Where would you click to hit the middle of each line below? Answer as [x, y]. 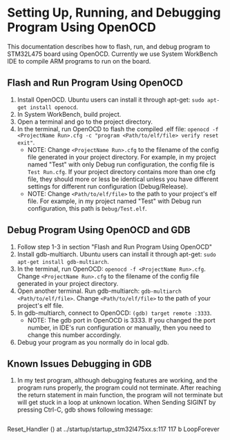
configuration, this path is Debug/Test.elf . [87, 208]
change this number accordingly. [74, 335]
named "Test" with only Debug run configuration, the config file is [121, 164]
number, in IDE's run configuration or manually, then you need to [119, 327]
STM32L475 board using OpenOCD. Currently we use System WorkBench [113, 54]
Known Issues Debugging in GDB [79, 364]
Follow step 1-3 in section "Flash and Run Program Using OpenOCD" [115, 247]
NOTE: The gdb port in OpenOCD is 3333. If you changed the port [121, 320]
